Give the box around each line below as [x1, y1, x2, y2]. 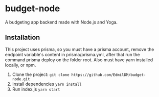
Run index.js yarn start [12, 86, 60, 92]
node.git [12, 76, 30, 81]
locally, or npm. [5, 62, 36, 68]
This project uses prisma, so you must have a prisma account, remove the [5, 46, 154, 52]
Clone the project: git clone [12, 72, 69, 77]
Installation [5, 33, 40, 42]
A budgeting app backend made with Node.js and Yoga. [5, 19, 118, 25]
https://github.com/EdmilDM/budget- [71, 72, 146, 77]
